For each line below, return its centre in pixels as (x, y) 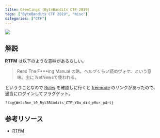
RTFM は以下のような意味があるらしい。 (46, 61)
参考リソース (24, 119)
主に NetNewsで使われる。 (52, 77)
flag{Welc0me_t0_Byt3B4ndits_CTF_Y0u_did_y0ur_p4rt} (59, 103)
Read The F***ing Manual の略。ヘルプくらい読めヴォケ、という (82, 71)
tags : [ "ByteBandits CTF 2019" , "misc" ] (47, 14)
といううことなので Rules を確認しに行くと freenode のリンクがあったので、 (81, 88)
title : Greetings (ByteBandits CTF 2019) (48, 9)
